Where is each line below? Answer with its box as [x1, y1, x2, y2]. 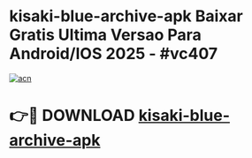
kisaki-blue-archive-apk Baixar [9, 6, 243, 26]
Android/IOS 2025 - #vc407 [9, 44, 218, 64]
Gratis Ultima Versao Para [9, 25, 202, 45]
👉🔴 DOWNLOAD [9, 106, 135, 125]
